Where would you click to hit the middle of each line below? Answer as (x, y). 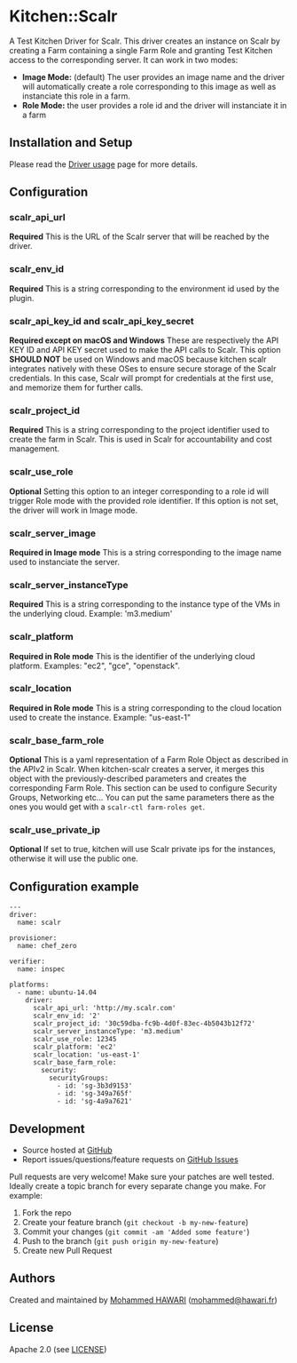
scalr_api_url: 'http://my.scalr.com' (104, 1008)
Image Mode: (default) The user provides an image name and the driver (153, 76)
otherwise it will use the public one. (74, 858)
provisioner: (33, 938)
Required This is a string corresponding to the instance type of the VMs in (145, 604)
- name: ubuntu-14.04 (57, 992)
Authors (32, 1278)
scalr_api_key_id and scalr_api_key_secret (102, 321)
